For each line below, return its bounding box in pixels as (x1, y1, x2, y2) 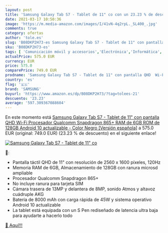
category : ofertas (5, 31, 43, 36)
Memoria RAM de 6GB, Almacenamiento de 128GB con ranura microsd (12, 165, 158, 171)
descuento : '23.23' (5, 96, 46, 101)
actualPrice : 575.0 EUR (5, 54, 55, 59)
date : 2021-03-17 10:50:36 (5, 17, 61, 22)
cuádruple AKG (12, 191, 44, 197)
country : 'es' (5, 77, 35, 82)
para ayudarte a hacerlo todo (12, 212, 72, 218)
